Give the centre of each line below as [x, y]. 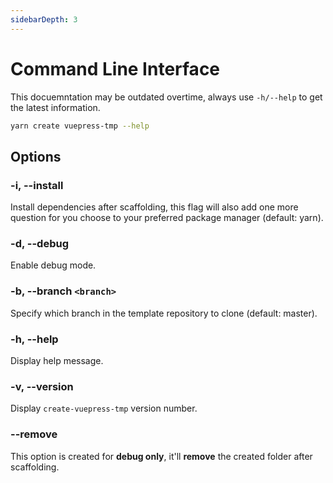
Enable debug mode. [53, 265]
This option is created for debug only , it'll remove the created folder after [161, 456]
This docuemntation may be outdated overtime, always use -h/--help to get [166, 97]
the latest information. [55, 107]
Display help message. [57, 361]
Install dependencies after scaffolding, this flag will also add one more [154, 207]
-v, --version [42, 386]
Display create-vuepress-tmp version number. [104, 408]
